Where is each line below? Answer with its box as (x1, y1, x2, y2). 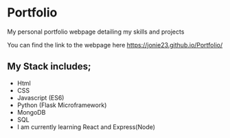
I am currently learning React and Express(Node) (16, 122, 156, 131)
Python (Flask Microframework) (16, 101, 107, 109)
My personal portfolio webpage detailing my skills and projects (7, 27, 185, 36)
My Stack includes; (7, 60, 91, 73)
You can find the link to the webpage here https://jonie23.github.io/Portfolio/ (7, 41, 223, 49)
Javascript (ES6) (16, 93, 65, 102)
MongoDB (16, 108, 46, 116)
